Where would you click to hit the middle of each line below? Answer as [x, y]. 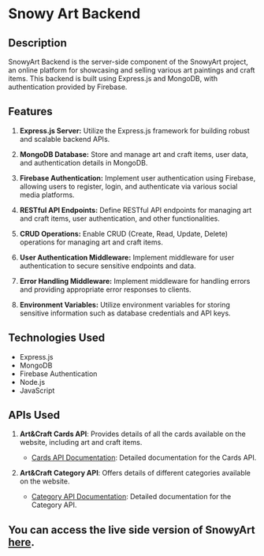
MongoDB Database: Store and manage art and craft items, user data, [134, 154]
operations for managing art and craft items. [91, 242]
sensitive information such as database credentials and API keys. [125, 313]
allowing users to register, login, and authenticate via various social [128, 186]
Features [30, 112]
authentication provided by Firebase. [68, 87]
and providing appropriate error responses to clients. [105, 289]
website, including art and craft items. [81, 442]
